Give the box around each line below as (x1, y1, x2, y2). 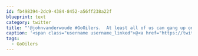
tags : (6, 36, 19, 41)
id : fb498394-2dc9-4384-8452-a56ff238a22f (6, 8, 112, 15)
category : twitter (6, 19, 51, 25)
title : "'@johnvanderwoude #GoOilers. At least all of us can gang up (6, 24, 186, 31)
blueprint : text (6, 14, 46, 20)
